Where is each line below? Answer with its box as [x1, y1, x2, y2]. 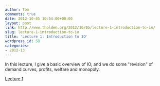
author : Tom [5, 7, 29, 12]
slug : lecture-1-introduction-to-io [5, 30, 79, 34]
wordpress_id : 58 [5, 39, 40, 44]
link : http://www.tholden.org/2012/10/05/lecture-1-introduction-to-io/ [5, 25, 156, 30]
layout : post [5, 20, 32, 26]
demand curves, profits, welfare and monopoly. [5, 66, 100, 72]
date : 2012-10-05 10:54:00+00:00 [5, 16, 73, 21]
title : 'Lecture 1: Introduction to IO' [5, 34, 89, 39]
